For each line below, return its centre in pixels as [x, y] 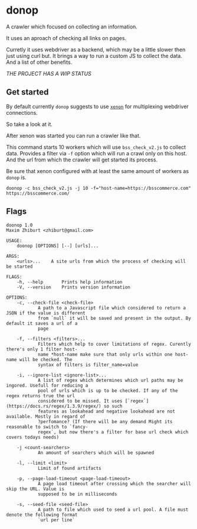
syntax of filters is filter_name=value [88, 365]
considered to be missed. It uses [80, 401]
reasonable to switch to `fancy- [47, 427]
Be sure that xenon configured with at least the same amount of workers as [98, 171]
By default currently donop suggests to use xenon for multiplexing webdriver [97, 106]
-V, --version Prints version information [74, 287]
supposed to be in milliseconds [77, 494]
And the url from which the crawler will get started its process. [82, 160]
